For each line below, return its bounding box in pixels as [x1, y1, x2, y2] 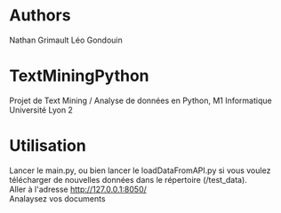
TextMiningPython [9, 66, 149, 86]
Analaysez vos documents [9, 193, 106, 204]
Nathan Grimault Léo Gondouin [9, 35, 123, 45]
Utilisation [9, 136, 86, 156]
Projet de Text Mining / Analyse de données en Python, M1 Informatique [9, 95, 273, 106]
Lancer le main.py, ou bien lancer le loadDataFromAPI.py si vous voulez [9, 165, 271, 176]
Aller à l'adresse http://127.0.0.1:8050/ [9, 184, 147, 194]
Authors [9, 5, 71, 26]
